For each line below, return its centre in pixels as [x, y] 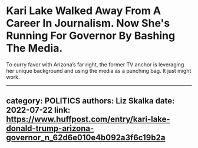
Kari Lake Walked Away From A [83, 11]
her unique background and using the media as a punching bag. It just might [99, 70]
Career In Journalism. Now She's [88, 23]
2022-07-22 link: [38, 110]
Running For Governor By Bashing [91, 36]
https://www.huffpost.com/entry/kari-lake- [88, 120]
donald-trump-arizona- [50, 128]
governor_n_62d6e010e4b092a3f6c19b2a [86, 138]
